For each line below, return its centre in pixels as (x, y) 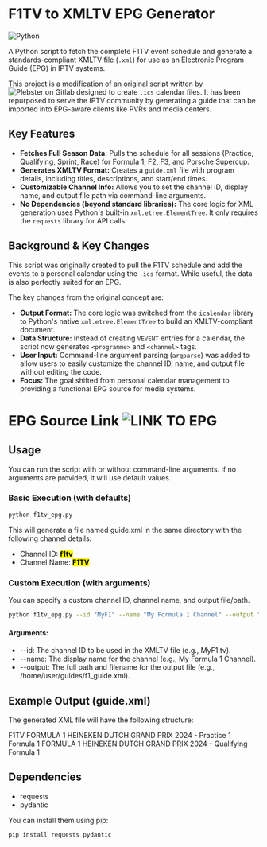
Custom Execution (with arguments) (79, 583)
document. (37, 329)
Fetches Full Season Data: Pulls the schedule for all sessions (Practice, (137, 153)
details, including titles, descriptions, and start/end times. (114, 178)
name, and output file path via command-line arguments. (113, 195)
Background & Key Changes (79, 246)
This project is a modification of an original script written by (106, 84)
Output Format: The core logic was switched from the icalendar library (137, 313)
